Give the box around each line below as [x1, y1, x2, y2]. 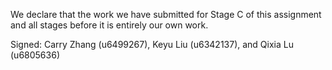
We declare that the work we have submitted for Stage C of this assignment [10, 9, 322, 20]
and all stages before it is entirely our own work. [10, 19, 209, 31]
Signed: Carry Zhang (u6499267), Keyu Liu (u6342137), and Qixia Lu [10, 39, 294, 50]
